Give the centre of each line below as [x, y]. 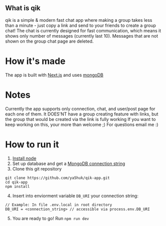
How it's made [35, 61]
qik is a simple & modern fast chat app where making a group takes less [79, 20]
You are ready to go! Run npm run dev [51, 218]
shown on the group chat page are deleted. [49, 41]
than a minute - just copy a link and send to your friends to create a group [81, 25]
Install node [24, 158]
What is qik [23, 8]
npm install [17, 186]
